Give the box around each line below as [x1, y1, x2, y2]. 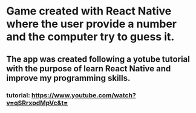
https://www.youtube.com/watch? [31, 91, 136, 99]
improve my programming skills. [6, 73, 131, 83]
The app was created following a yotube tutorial [6, 54, 191, 64]
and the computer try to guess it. [6, 30, 175, 44]
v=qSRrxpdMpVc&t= [6, 98, 68, 107]
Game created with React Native [6, 4, 172, 18]
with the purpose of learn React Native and [6, 63, 171, 74]
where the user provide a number [6, 17, 177, 31]
